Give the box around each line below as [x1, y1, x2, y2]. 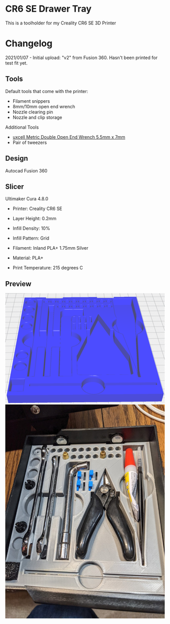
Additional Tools [5, 124, 39, 130]
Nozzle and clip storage [12, 114, 62, 120]
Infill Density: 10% [12, 225, 51, 231]
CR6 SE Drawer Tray [5, 3, 92, 15]
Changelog [5, 38, 53, 49]
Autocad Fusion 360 [5, 167, 48, 173]
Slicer [5, 182, 24, 191]
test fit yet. [5, 60, 28, 66]
